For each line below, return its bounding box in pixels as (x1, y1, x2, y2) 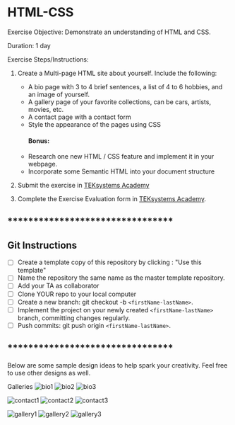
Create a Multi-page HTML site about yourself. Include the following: (17, 69, 217, 77)
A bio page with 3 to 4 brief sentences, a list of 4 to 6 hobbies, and (28, 82, 223, 91)
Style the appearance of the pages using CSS (28, 120, 161, 128)
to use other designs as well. (7, 368, 91, 377)
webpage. (28, 160, 58, 169)
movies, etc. (28, 105, 64, 113)
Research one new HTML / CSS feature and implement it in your (28, 152, 215, 161)
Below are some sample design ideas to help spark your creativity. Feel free (7, 361, 228, 369)
